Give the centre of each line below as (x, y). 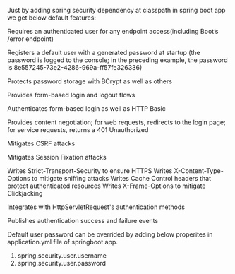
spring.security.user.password (62, 263)
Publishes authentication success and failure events (83, 221)
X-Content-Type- (199, 171)
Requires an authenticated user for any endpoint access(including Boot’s (113, 31)
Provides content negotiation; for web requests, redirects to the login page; (116, 122)
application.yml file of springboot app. (63, 242)
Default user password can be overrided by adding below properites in (110, 234)
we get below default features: (52, 18)
